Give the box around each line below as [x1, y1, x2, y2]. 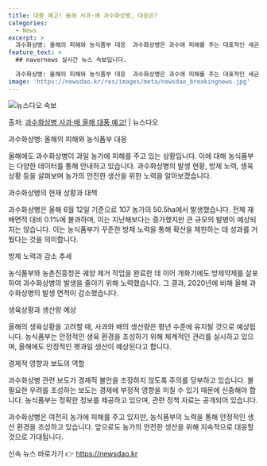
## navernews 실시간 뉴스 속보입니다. [15, 56, 127, 64]
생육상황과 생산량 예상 [8, 305, 77, 314]
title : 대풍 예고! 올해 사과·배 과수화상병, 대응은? [8, 11, 158, 20]
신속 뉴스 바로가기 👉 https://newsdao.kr [8, 449, 138, 458]
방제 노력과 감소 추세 [8, 251, 72, 260]
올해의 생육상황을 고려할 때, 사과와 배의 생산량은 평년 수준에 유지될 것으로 [8, 322, 235, 331]
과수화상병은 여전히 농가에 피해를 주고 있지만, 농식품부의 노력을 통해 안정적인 [8, 412, 246, 422]
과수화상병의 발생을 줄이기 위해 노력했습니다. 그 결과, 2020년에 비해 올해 [22, 278, 248, 287]
